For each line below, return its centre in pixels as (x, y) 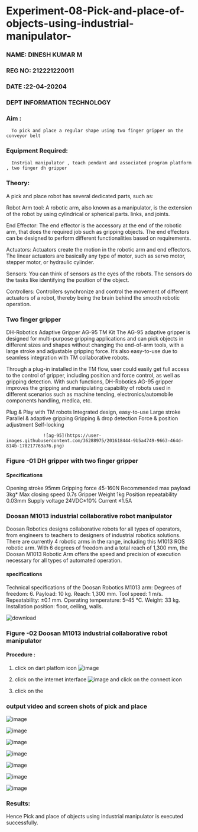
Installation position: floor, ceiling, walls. (55, 606)
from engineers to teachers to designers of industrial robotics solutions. (93, 535)
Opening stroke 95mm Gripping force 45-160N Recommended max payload (98, 488)
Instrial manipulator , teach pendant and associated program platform (102, 163)
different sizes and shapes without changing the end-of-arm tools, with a (95, 345)
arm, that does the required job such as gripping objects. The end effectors (98, 231)
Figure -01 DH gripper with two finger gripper (72, 461)
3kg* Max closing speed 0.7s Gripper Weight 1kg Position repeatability (92, 494)
